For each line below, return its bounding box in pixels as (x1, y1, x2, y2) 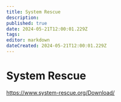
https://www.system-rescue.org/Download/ (6, 89, 115, 96)
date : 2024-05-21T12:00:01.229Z (6, 25, 88, 32)
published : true (6, 20, 47, 26)
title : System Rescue (6, 8, 61, 15)
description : (6, 15, 39, 21)
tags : (6, 32, 20, 38)
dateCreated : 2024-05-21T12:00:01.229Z (6, 43, 107, 49)
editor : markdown (6, 37, 50, 43)
